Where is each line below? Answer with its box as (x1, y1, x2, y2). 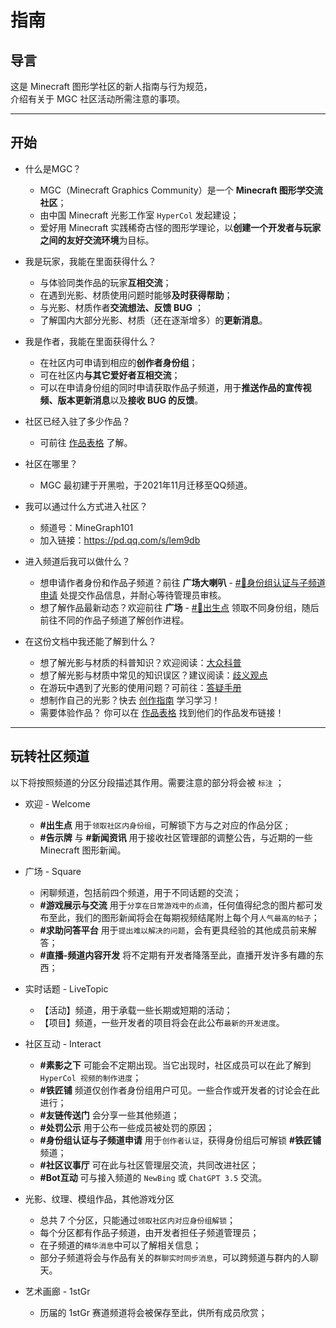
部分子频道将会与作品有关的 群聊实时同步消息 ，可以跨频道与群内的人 (39, 1251, 310, 1263)
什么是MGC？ (24, 162, 82, 175)
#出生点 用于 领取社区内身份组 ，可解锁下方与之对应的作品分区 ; (39, 819, 288, 831)
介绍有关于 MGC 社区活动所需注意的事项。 (10, 93, 186, 105)
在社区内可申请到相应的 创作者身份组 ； (39, 356, 198, 368)
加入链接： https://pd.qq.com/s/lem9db (39, 534, 201, 546)
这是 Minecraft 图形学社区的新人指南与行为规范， (10, 81, 213, 92)
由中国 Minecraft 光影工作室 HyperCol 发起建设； (39, 209, 240, 221)
